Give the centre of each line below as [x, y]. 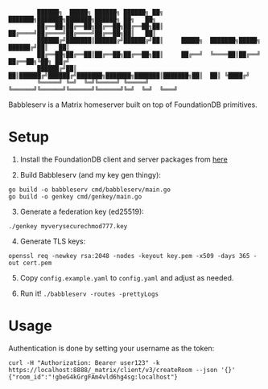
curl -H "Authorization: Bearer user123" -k [84, 362]
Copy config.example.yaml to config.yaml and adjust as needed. [127, 277]
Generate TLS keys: [53, 241]
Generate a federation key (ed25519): [82, 211]
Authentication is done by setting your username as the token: [111, 348]
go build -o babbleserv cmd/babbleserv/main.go [90, 190]
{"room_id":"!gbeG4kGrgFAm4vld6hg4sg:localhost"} [93, 377]
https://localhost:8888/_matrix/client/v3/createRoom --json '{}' [122, 370]
